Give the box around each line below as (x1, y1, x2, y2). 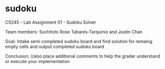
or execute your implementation (5, 58, 70, 64)
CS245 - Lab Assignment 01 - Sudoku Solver (5, 19, 96, 25)
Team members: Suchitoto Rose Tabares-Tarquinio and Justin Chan (5, 29, 143, 34)
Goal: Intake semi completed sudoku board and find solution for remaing (5, 38, 153, 44)
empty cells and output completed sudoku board (5, 43, 105, 49)
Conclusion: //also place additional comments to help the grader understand (5, 53, 161, 59)
